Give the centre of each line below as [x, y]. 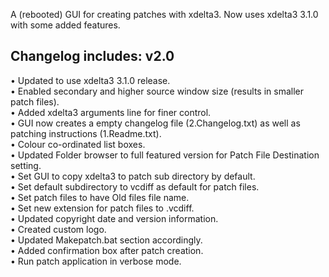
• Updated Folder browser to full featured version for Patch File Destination [165, 155]
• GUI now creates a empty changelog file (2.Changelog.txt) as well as [155, 123]
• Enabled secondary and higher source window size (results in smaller [157, 91]
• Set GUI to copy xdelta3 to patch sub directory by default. [133, 176]
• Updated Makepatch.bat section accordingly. [106, 240]
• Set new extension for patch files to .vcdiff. [102, 208]
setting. [26, 165]
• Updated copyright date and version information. [114, 218]
